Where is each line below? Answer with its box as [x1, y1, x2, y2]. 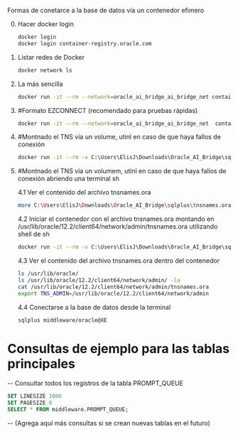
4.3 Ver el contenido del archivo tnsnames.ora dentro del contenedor [17, 256, 220, 265]
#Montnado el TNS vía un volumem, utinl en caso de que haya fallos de [17, 167, 227, 175]
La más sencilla [17, 80, 63, 88]
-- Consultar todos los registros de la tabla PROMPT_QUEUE [7, 379, 183, 388]
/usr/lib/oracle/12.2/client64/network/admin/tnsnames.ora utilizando [17, 222, 218, 231]
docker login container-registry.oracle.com [17, 40, 152, 47]
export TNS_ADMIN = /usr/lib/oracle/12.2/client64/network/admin [17, 290, 210, 297]
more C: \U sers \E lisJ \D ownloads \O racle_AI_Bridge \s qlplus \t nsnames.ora [17, 202, 232, 209]
